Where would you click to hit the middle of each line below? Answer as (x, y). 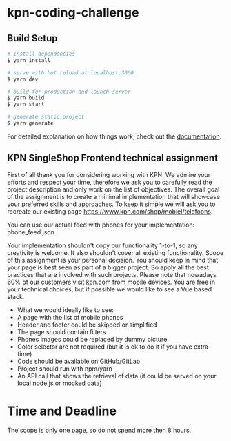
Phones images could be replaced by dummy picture (92, 339)
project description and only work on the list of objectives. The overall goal (113, 189)
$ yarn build (26, 98)
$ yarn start (26, 105)
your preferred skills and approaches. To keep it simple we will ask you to (111, 204)
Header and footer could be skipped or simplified (87, 325)
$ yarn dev (23, 79)
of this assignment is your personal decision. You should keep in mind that (113, 260)
